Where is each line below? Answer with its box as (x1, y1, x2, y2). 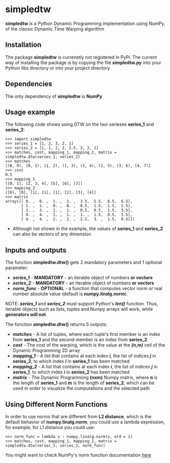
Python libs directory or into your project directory (5, 65, 110, 71)
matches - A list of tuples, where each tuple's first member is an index (12, 331, 161, 337)
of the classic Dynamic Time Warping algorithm (5, 25, 105, 32)
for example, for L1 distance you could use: (5, 424, 95, 430)
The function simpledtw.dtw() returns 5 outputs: (5, 322, 108, 328)
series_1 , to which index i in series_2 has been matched (12, 369, 130, 375)
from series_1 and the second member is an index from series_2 (12, 337, 148, 343)
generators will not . (5, 311, 47, 317)
